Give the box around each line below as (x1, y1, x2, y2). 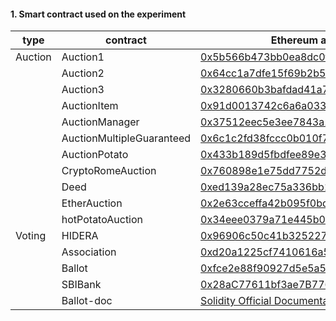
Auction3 (61, 83, 105, 97)
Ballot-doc (61, 294, 113, 308)
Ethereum (270, 33, 319, 47)
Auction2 (61, 66, 105, 80)
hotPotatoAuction (61, 213, 144, 227)
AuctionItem (61, 99, 119, 113)
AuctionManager (61, 115, 140, 129)
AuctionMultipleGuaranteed (61, 131, 192, 145)
